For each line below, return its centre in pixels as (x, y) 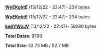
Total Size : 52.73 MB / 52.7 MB (37, 46)
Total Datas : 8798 (24, 36)
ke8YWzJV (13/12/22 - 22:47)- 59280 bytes (51, 26)
